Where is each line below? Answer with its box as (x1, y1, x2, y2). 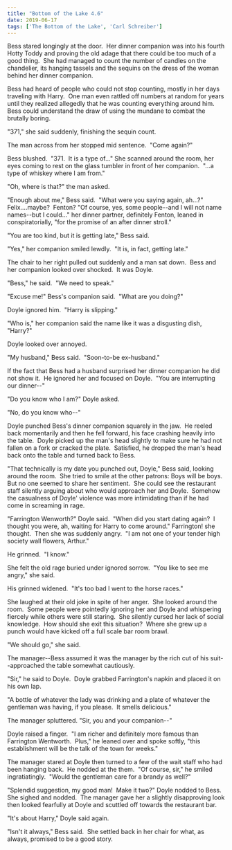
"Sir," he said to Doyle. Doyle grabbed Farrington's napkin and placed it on (7, 675, 222, 683)
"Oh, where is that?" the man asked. (7, 183, 110, 191)
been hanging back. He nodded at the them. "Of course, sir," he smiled (7, 766, 213, 774)
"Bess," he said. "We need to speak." (7, 279, 114, 287)
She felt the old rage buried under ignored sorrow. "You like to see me (7, 563, 209, 572)
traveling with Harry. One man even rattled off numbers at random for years (7, 92, 224, 100)
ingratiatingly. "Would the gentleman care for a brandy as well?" (7, 772, 192, 781)
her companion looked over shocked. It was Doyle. (7, 266, 154, 274)
